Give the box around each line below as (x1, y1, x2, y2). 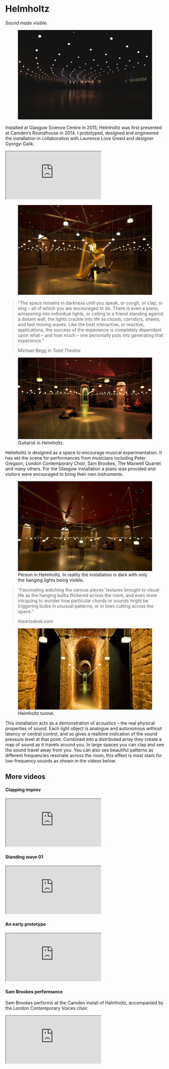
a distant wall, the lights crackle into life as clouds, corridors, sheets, (17, 316, 161, 322)
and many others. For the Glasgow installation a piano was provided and (5, 465, 156, 472)
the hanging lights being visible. (18, 577, 85, 583)
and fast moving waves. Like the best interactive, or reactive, (17, 322, 145, 328)
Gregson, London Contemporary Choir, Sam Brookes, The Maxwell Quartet (5, 460, 161, 466)
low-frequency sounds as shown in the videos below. (5, 757, 116, 764)
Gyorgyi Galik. (5, 141, 35, 147)
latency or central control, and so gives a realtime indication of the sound (5, 731, 158, 737)
